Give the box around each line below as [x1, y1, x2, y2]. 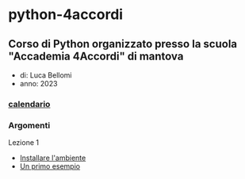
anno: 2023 [19, 79, 58, 88]
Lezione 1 [8, 138, 40, 147]
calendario [8, 98, 51, 109]
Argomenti [8, 120, 51, 131]
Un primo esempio [19, 162, 81, 171]
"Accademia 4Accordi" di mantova [8, 49, 184, 63]
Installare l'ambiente [19, 153, 86, 163]
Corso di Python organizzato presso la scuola [8, 37, 238, 51]
